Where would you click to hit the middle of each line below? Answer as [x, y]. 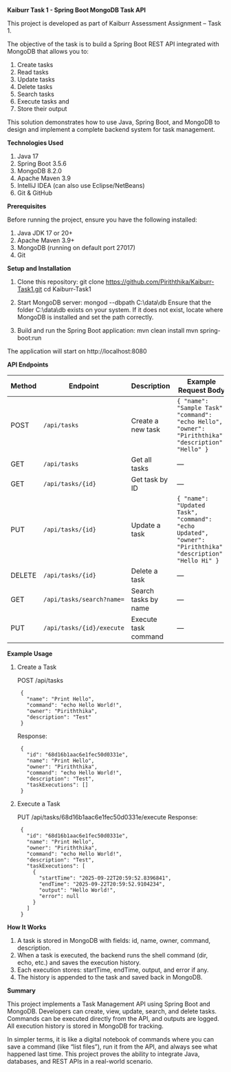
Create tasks [35, 65]
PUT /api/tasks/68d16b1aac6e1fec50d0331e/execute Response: [107, 817]
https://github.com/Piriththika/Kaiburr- [160, 282]
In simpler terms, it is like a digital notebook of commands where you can [111, 1039]
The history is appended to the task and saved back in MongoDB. [110, 977]
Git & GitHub [35, 193]
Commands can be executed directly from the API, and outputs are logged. [113, 1019]
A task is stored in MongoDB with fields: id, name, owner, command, [114, 941]
